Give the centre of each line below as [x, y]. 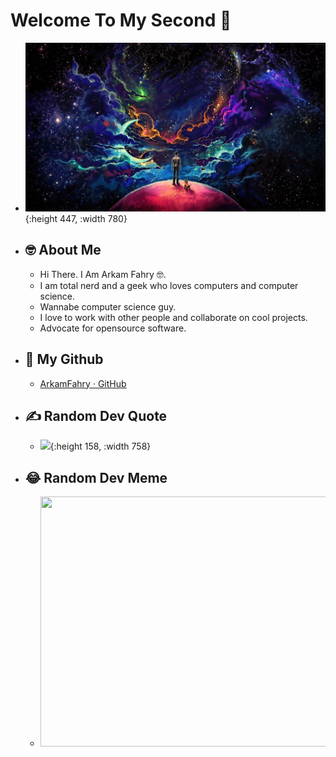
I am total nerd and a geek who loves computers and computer [169, 285]
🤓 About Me [63, 250]
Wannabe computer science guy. [108, 306]
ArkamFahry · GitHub [83, 383]
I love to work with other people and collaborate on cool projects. [173, 317]
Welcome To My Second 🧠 [121, 20]
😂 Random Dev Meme [96, 477]
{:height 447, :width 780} [76, 219]
